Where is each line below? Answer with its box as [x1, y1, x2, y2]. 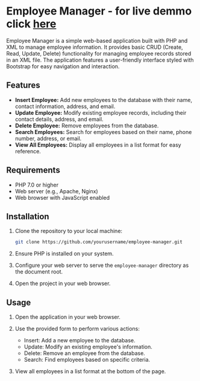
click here [6, 17, 57, 31]
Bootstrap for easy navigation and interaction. [6, 62, 120, 70]
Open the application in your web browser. [14, 313, 120, 321]
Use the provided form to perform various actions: [14, 325, 140, 333]
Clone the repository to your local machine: [14, 228, 122, 235]
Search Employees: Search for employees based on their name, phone [14, 128, 192, 135]
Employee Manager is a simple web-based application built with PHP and [6, 37, 188, 44]
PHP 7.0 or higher [14, 181, 59, 188]
